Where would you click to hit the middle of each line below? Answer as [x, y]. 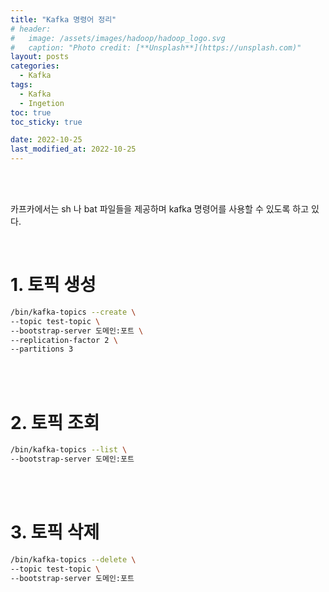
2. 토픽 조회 [55, 422]
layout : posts [40, 57]
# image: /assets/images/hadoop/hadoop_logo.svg [118, 38]
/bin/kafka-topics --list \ [69, 450]
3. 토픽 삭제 [55, 532]
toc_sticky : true [46, 122]
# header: [31, 29]
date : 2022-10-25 [46, 140]
